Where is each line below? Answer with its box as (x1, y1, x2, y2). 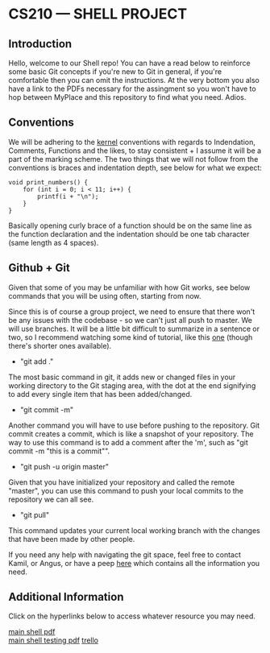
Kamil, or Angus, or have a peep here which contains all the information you (8, 558, 260, 568)
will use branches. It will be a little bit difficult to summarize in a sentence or (8, 324, 260, 333)
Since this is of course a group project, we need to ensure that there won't (8, 307, 255, 316)
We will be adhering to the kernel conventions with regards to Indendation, (8, 137, 256, 147)
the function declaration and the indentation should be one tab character (8, 229, 250, 238)
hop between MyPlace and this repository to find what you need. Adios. (8, 93, 247, 101)
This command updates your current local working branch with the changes (8, 525, 260, 535)
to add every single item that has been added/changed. (8, 389, 193, 399)
